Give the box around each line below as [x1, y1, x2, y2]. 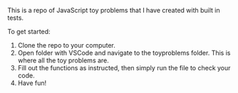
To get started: [7, 28, 51, 35]
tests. [7, 13, 24, 22]
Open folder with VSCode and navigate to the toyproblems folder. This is [17, 49, 231, 57]
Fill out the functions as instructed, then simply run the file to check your [17, 64, 231, 72]
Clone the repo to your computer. [17, 41, 116, 49]
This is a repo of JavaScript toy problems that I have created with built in [7, 6, 220, 14]
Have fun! [17, 79, 47, 87]
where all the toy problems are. [17, 56, 109, 65]
